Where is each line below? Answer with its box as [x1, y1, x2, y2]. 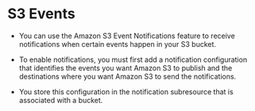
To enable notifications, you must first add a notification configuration [18, 55, 248, 64]
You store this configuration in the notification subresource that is [18, 86, 234, 96]
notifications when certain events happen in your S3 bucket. [18, 39, 216, 48]
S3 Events [7, 5, 76, 23]
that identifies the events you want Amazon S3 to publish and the [18, 63, 233, 72]
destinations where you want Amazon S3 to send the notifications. [18, 71, 237, 81]
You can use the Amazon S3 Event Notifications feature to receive [18, 31, 235, 40]
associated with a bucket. [18, 95, 103, 105]
